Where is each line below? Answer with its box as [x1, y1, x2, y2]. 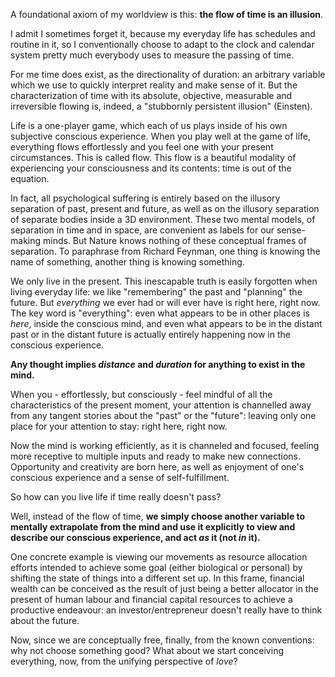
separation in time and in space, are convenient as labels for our [10, 224, 275, 236]
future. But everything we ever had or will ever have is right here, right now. [10, 297, 321, 308]
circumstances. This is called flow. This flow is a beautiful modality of [10, 152, 297, 163]
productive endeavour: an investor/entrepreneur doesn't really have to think [10, 604, 323, 616]
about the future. [10, 615, 80, 626]
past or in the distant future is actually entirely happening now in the [10, 329, 291, 340]
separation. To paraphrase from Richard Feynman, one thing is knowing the [10, 245, 321, 257]
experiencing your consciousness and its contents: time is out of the [10, 162, 292, 174]
